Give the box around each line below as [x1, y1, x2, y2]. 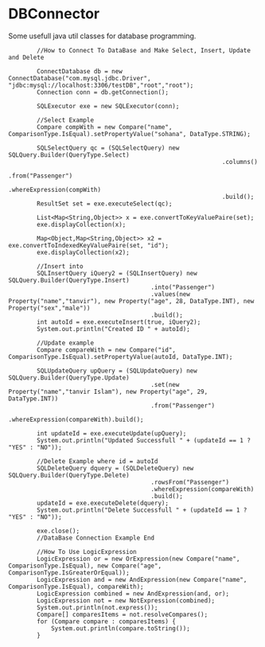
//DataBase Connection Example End [37, 534, 155, 542]
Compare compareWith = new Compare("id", [37, 345, 177, 354]
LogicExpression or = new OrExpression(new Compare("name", [37, 555, 240, 563]
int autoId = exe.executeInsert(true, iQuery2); [37, 318, 201, 326]
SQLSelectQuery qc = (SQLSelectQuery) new [37, 144, 180, 152]
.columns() [221, 158, 259, 166]
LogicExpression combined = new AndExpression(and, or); [37, 590, 229, 598]
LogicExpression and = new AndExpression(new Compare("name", [37, 575, 247, 583]
